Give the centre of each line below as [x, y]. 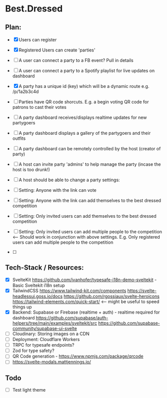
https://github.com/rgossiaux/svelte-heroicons [111, 296]
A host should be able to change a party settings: [69, 180]
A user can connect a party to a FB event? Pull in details [76, 60]
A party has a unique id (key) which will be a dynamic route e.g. [84, 86]
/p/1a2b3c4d [25, 91]
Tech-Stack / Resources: [44, 268]
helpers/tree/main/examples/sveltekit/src [55, 323]
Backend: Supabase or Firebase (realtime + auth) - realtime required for [86, 312]
